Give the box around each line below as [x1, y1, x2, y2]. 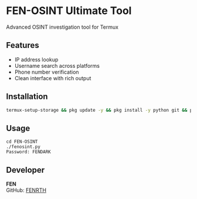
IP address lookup [14, 56, 59, 63]
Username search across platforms [14, 62, 100, 69]
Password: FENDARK [6, 149, 51, 155]
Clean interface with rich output [14, 74, 91, 81]
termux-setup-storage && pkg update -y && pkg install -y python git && [6, 107, 188, 113]
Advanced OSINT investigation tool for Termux [6, 23, 119, 30]
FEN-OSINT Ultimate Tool [6, 4, 132, 18]
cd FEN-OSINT [6, 139, 38, 145]
